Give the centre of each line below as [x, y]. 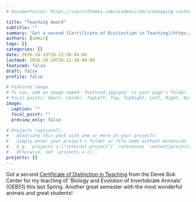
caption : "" [26, 109]
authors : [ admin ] [27, 39]
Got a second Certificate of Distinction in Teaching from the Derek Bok [91, 174]
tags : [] [17, 44]
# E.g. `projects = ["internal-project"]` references [75, 147]
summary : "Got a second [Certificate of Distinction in [75, 33]
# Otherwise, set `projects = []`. [52, 152]
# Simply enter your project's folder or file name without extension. [98, 141]
